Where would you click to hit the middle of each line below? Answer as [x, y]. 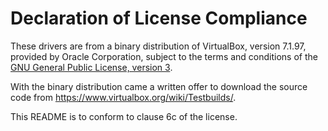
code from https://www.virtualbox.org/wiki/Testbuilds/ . [123, 97]
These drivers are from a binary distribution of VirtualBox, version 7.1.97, [158, 46]
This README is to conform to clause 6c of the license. [124, 116]
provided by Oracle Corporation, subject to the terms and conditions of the [164, 56]
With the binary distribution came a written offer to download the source [159, 86]
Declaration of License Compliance [159, 18]
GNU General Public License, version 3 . [91, 67]
